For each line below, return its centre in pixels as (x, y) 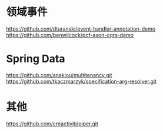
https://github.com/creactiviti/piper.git (52, 124)
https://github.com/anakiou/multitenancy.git (59, 75)
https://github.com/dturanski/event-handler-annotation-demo (81, 29)
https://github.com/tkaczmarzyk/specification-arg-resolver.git (81, 81)
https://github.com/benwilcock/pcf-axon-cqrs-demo (70, 35)
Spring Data (36, 59)
